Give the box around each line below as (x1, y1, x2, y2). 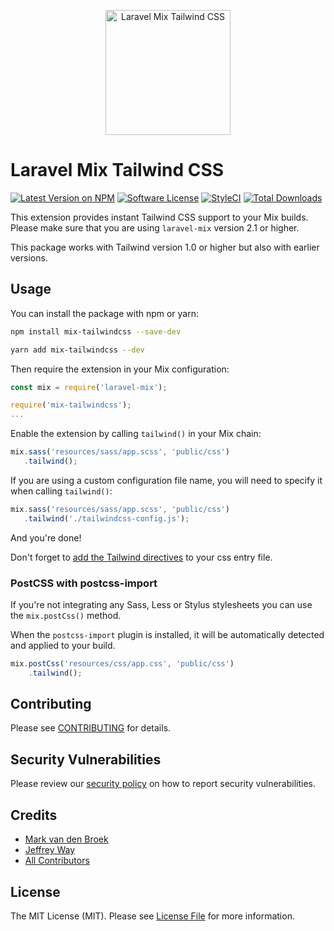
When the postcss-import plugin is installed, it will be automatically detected (10, 628, 325, 640)
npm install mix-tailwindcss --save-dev (10, 326, 182, 337)
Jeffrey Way (24, 844, 76, 856)
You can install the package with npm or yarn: (10, 307, 200, 319)
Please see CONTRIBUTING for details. (10, 722, 172, 734)
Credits (10, 806, 58, 824)
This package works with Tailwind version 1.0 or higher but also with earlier (10, 241, 320, 253)
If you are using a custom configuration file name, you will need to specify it (10, 474, 323, 486)
